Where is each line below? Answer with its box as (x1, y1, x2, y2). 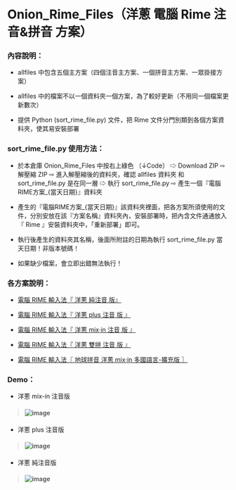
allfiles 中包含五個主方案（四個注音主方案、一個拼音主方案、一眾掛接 (17, 68, 216, 77)
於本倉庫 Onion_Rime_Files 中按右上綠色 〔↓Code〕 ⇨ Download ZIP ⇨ (17, 161, 226, 170)
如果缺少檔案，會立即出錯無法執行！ (17, 258, 123, 268)
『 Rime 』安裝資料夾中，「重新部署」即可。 (17, 220, 144, 229)
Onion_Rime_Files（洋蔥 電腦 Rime (7, 6, 211, 23)
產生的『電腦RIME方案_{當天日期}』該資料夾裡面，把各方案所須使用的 (17, 202, 219, 211)
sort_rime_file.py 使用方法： (7, 144, 105, 153)
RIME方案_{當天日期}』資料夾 (17, 187, 103, 196)
